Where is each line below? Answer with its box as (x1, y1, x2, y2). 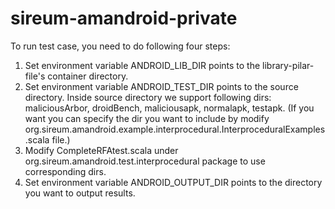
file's (24, 70, 46, 82)
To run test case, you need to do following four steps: (10, 40, 231, 52)
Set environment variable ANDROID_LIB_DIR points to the (24, 59, 261, 71)
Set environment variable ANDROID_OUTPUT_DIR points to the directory (24, 176, 323, 188)
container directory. (47, 70, 129, 82)
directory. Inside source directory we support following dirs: (24, 91, 272, 103)
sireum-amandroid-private (10, 7, 238, 30)
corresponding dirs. (24, 165, 107, 177)
